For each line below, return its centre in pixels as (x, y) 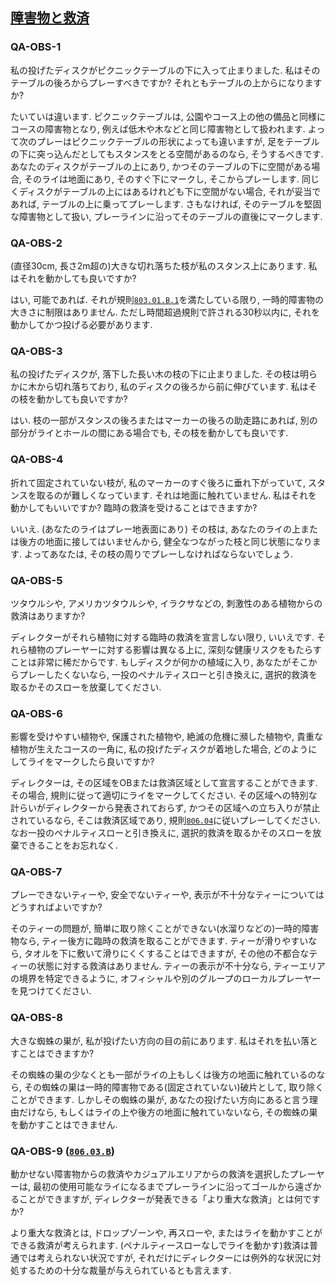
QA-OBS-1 (36, 47)
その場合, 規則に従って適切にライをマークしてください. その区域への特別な (164, 795)
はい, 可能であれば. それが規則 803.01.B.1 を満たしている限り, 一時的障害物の (167, 299)
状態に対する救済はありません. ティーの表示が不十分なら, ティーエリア (181, 966)
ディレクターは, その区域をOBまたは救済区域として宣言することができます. (164, 783)
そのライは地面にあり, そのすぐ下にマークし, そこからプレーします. (161, 179)
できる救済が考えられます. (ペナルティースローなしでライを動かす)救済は (160, 1245)
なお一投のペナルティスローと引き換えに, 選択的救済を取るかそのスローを (161, 833)
